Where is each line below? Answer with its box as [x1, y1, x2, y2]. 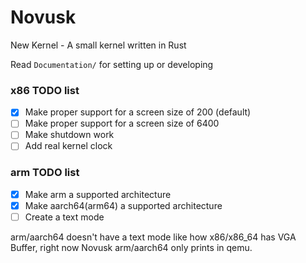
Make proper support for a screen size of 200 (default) [24, 106, 252, 118]
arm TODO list [10, 166, 80, 180]
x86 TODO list [10, 83, 80, 97]
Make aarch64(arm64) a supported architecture [24, 199, 223, 211]
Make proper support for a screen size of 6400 [24, 117, 220, 130]
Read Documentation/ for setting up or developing [10, 58, 214, 70]
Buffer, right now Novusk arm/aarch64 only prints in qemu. [10, 241, 253, 253]
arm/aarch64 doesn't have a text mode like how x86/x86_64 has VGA [10, 231, 297, 243]
